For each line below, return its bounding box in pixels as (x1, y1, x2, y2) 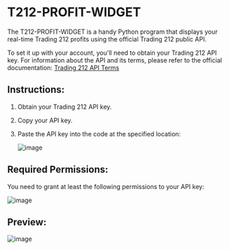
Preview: (7, 216, 47, 228)
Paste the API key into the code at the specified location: (17, 129, 181, 138)
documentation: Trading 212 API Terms (7, 63, 120, 72)
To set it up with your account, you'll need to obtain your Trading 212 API (7, 48, 217, 57)
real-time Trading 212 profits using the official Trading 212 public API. (7, 34, 207, 43)
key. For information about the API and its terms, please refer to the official (7, 55, 223, 64)
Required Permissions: (7, 164, 109, 176)
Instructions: (7, 84, 65, 96)
